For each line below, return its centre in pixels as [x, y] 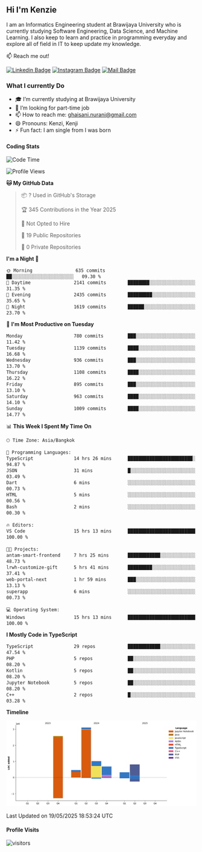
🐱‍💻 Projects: [23, 549]
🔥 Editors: [20, 525]
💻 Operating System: [33, 610]
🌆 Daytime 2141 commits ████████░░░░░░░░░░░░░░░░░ [101, 283]
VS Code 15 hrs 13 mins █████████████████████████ [101, 531]
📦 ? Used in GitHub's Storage [58, 195]
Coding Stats [23, 146]
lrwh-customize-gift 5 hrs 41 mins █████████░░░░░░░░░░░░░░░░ [101, 568]
